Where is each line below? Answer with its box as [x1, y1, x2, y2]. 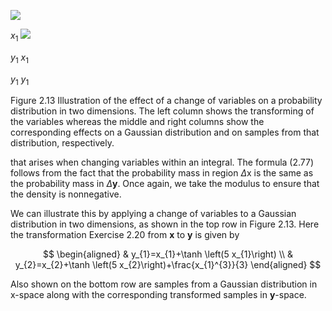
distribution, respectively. [10, 137, 115, 149]
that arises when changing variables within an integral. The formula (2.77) [10, 156, 315, 169]
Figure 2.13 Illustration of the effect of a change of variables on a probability [10, 95, 323, 107]
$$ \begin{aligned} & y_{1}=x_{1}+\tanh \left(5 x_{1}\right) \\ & [42, 248, 294, 260]
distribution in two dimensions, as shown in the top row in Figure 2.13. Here [10, 218, 320, 230]
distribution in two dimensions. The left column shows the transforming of [10, 105, 315, 117]
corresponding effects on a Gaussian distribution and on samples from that [10, 126, 320, 139]
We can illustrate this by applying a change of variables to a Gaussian [10, 208, 297, 220]
